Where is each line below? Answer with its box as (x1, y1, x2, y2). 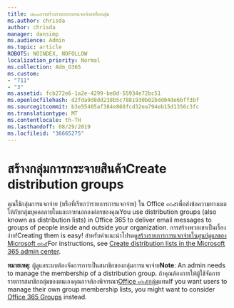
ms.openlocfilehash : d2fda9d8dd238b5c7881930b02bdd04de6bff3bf (7, 97, 200, 104)
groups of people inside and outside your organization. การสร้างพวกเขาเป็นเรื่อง (7, 223, 226, 232)
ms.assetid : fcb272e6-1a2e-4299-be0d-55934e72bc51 (7, 90, 161, 97)
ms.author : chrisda (7, 17, 66, 24)
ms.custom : (7, 70, 40, 77)
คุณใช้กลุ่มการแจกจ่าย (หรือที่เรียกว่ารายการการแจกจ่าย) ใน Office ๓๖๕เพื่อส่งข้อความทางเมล (7, 200, 227, 208)
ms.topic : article (7, 43, 62, 51)
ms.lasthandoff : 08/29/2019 (7, 123, 91, 130)
